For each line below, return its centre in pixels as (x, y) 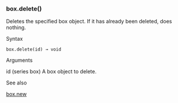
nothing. (16, 27)
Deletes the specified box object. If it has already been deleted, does (89, 22)
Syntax (15, 39)
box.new (16, 94)
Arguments (20, 61)
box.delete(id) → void (34, 49)
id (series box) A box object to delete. (51, 72)
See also (17, 83)
